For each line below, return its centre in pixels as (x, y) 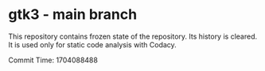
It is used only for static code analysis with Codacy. (92, 44)
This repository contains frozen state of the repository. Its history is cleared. (132, 36)
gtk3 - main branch (73, 15)
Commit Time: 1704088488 (53, 60)
